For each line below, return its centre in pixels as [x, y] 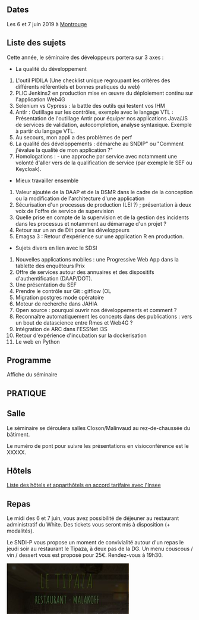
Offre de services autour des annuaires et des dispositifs [85, 272]
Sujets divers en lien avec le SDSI [56, 248]
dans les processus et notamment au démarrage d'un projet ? [91, 223]
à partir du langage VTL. [45, 131]
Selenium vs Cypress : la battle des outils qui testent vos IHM [90, 105]
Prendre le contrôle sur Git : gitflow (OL [63, 291]
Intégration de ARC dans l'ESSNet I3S [61, 329]
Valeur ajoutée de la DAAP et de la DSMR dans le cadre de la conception [104, 192]
